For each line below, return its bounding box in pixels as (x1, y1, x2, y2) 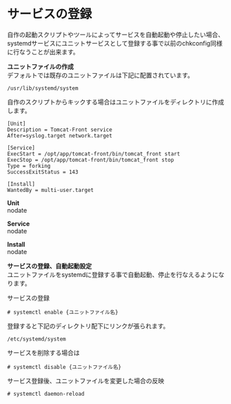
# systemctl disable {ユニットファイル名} (7, 363, 122, 370)
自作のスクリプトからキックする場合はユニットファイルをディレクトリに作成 (7, 97, 225, 106)
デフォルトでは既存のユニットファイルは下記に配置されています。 (7, 70, 194, 79)
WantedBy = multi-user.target (7, 186, 94, 193)
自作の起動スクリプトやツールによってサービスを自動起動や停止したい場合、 (7, 30, 224, 39)
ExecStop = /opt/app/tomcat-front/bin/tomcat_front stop (7, 156, 174, 163)
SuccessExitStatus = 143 (7, 169, 79, 175)
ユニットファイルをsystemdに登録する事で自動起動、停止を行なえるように (7, 270, 219, 278)
